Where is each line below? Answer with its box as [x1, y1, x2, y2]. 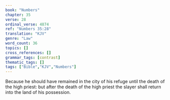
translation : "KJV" [5, 31, 47, 36]
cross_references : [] [5, 50, 52, 55]
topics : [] [5, 45, 29, 51]
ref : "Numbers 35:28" [5, 27, 52, 32]
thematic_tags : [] [5, 60, 44, 65]
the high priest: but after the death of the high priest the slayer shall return [5, 84, 161, 90]
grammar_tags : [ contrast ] [5, 55, 60, 60]
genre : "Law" [5, 36, 33, 41]
